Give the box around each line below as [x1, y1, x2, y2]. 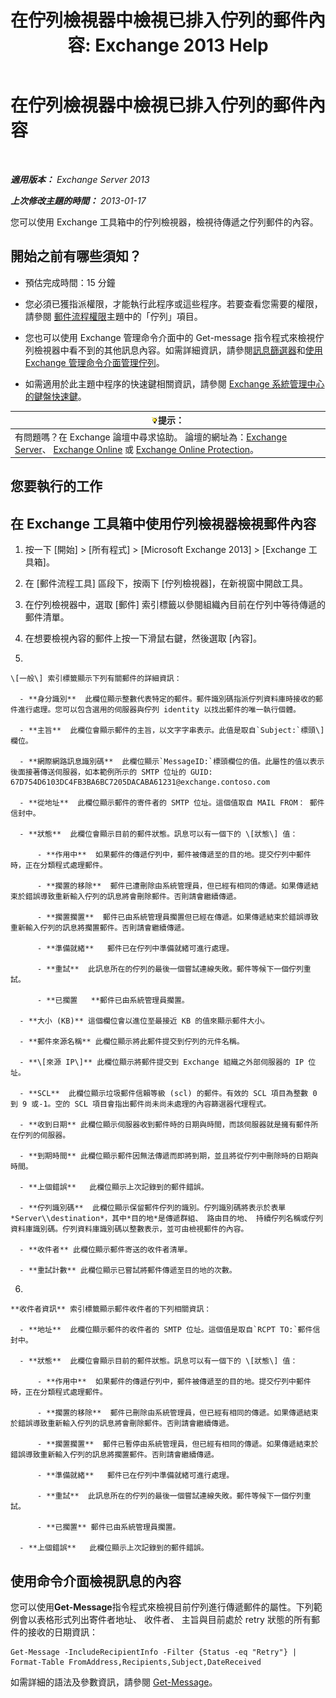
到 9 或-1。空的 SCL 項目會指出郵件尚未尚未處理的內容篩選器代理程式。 [10, 1099, 272, 1110]
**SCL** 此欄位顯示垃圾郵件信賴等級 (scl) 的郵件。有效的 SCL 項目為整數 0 [28, 1089, 318, 1099]
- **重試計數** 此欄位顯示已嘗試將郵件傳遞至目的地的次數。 [19, 1266, 237, 1276]
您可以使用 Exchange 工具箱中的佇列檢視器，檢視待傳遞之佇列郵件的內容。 [10, 216, 319, 228]
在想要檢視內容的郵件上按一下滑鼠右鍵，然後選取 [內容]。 [24, 632, 262, 645]
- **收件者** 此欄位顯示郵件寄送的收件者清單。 [19, 1245, 193, 1255]
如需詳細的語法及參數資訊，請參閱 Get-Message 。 [10, 1676, 218, 1688]
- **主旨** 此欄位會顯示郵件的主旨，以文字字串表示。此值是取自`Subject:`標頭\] [19, 726, 325, 736]
